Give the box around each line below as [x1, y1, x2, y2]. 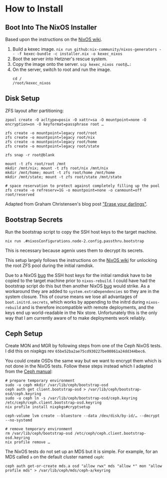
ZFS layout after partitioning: [5, 108, 64, 114]
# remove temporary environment [5, 427, 72, 432]
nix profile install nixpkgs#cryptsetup [5, 405, 91, 410]
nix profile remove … [5, 440, 50, 445]
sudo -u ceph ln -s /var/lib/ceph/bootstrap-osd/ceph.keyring [5, 396, 137, 401]
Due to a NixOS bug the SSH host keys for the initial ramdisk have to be [5, 272, 152, 278]
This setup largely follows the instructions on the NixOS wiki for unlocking [5, 257, 157, 263]
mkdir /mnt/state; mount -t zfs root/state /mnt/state [5, 174, 122, 179]
